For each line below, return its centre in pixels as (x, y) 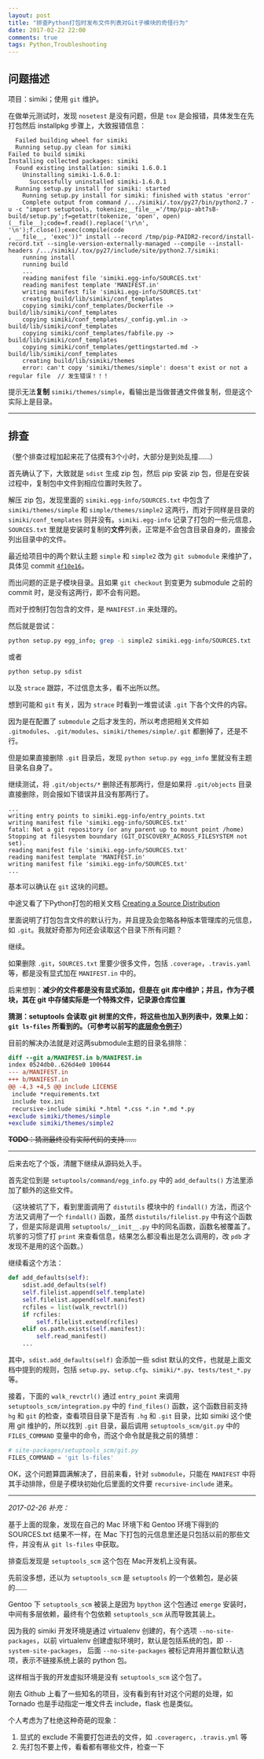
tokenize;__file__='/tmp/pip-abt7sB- (158, 209)
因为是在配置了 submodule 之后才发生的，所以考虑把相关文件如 (109, 721)
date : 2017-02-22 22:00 (47, 30)
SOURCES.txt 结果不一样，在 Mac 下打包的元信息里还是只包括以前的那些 (126, 1534)
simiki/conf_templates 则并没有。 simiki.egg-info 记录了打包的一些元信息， (132, 519)
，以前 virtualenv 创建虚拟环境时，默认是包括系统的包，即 (130, 1640)
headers (21, 250)
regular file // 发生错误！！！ (59, 376)
